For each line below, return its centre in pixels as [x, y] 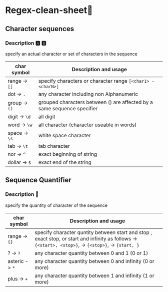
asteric [16, 261]
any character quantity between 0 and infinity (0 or [94, 261]
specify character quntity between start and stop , [93, 232]
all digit [47, 116]
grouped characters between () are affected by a [96, 102]
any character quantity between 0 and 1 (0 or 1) [91, 253]
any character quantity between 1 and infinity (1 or [94, 275]
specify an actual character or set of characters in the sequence [71, 54]
